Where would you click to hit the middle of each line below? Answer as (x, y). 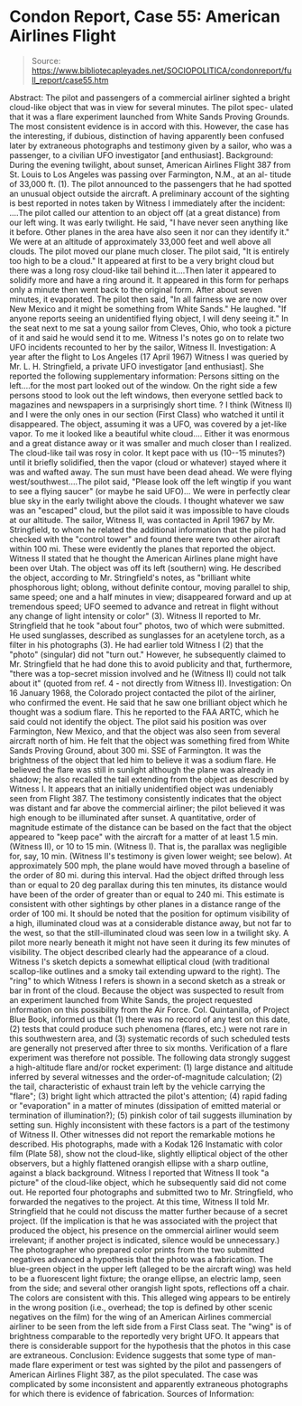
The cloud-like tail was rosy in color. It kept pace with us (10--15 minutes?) (147, 453)
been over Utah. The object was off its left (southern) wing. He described (145, 567)
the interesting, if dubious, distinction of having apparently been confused (147, 136)
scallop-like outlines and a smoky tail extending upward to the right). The (145, 971)
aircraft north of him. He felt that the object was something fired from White (150, 740)
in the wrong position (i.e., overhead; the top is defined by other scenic (141, 1307)
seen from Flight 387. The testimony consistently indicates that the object (146, 798)
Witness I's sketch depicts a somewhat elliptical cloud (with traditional (140, 961)
